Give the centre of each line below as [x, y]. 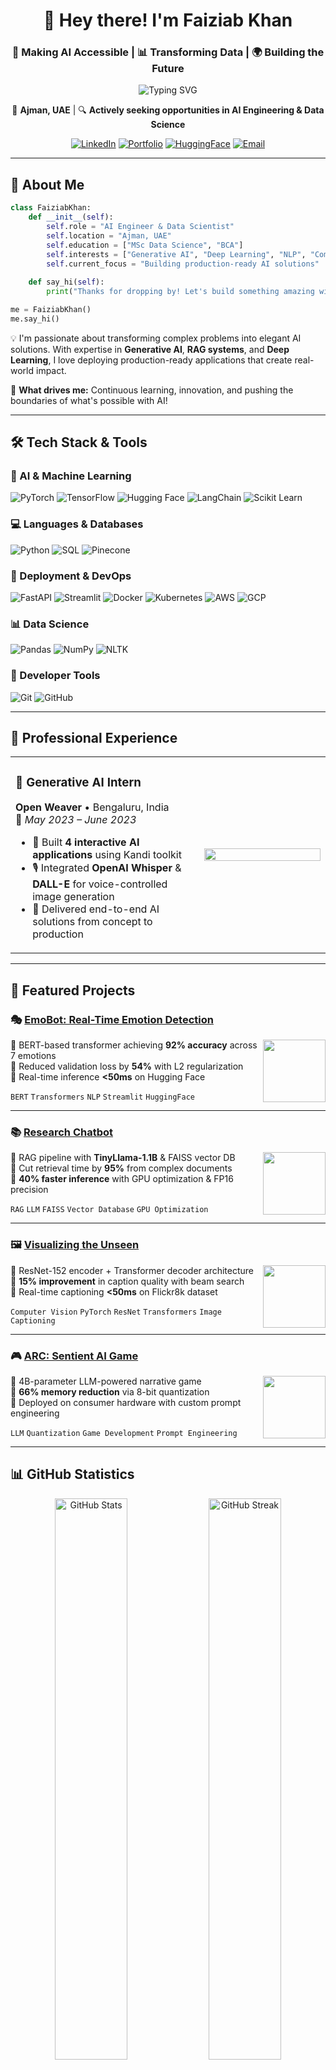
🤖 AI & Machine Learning [71, 476]
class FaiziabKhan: [51, 208]
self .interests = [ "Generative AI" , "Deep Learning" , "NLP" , [176, 254]
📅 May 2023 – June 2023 [76, 820]
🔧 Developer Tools [55, 676]
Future [168, 69]
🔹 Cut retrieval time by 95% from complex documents [121, 1168]
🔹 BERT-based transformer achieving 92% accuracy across [134, 1045]
